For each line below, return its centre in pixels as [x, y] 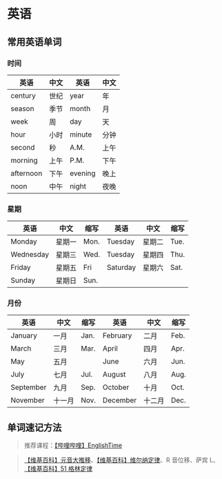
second [23, 147]
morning [24, 160]
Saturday [121, 268]
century [23, 95]
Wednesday [30, 255]
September [29, 387]
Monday [24, 242]
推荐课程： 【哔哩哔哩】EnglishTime [73, 445]
